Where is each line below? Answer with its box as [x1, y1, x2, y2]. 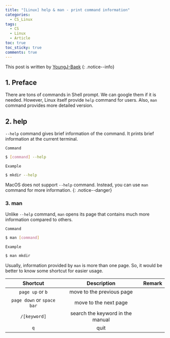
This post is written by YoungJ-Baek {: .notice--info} [5, 64, 115, 70]
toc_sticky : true [5, 45, 42, 50]
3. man [5, 199, 23, 206]
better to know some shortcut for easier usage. [5, 268, 104, 274]
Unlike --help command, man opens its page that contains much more [5, 211, 150, 218]
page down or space [11, 297, 56, 304]
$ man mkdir [5, 254, 30, 259]
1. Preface [5, 78, 37, 87]
